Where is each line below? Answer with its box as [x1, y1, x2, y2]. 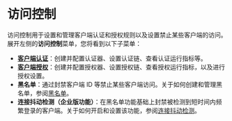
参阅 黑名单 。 [36, 88, 73, 97]
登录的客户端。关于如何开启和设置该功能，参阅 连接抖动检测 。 [23, 106, 201, 115]
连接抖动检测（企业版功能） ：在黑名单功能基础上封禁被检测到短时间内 [17, 97, 216, 106]
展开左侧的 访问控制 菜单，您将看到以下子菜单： [7, 39, 141, 47]
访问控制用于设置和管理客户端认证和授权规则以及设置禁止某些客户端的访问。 [7, 31, 227, 39]
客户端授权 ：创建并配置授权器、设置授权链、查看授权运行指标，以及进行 [17, 63, 225, 71]
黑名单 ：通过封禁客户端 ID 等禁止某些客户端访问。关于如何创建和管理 [17, 80, 217, 88]
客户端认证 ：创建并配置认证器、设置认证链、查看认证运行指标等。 [17, 54, 207, 63]
